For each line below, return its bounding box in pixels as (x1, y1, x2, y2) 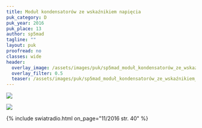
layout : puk (6, 43, 36, 49)
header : (6, 59, 26, 65)
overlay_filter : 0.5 (11, 70, 63, 76)
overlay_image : (11, 64, 50, 71)
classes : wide (6, 53, 42, 59)
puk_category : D (6, 14, 47, 20)
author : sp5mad (6, 31, 44, 37)
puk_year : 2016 (6, 20, 44, 26)
